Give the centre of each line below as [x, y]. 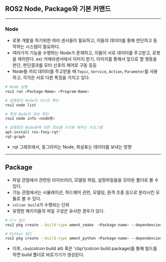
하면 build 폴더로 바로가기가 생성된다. [48, 255]
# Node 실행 [16, 87]
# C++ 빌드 [15, 220]
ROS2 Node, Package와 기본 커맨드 [58, 9]
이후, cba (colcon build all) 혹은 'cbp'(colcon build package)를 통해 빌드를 [84, 249]
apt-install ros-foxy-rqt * [33, 132]
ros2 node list [21, 105]
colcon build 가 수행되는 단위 [41, 205]
